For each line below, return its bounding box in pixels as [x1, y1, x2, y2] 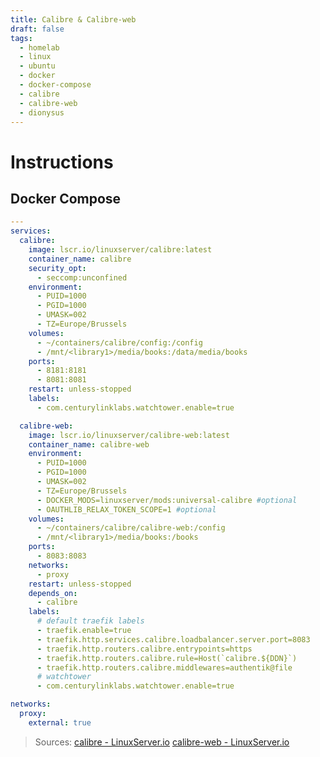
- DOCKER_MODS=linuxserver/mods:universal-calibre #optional [36, 495, 298, 505]
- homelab [19, 42, 60, 53]
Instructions [10, 151, 114, 173]
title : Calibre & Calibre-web [10, 14, 137, 25]
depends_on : [28, 588, 78, 598]
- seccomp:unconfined [36, 272, 128, 283]
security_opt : [28, 263, 87, 273]
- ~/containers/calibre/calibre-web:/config [36, 523, 226, 533]
